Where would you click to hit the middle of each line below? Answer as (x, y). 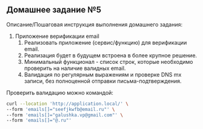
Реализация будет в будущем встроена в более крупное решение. (111, 55)
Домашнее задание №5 (54, 10)
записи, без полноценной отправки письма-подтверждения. (103, 81)
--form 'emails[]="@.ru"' (39, 121)
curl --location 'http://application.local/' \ (68, 104)
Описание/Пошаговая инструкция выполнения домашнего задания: (95, 24)
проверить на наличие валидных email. (75, 68)
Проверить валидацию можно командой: (60, 92)
